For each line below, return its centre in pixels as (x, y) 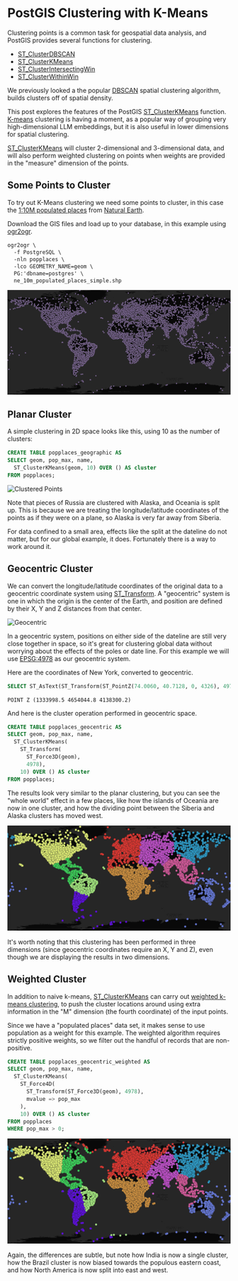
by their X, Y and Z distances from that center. (75, 609)
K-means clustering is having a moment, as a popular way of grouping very (117, 119)
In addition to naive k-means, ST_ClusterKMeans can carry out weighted (113, 996)
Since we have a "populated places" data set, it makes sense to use (106, 1025)
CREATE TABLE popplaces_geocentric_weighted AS (79, 1062)
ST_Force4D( (38, 1084)
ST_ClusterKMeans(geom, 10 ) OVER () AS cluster (85, 468)
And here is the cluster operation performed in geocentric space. (102, 713)
